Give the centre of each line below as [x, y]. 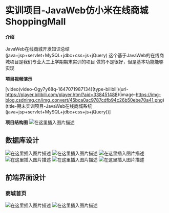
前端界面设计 [26, 178]
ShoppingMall [36, 22]
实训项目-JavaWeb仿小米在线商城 [77, 10]
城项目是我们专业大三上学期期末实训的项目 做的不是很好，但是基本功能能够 [84, 62]
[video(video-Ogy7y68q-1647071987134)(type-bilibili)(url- [67, 89]
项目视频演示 [19, 79]
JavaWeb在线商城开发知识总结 [38, 49]
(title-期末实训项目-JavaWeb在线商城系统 [49, 106]
